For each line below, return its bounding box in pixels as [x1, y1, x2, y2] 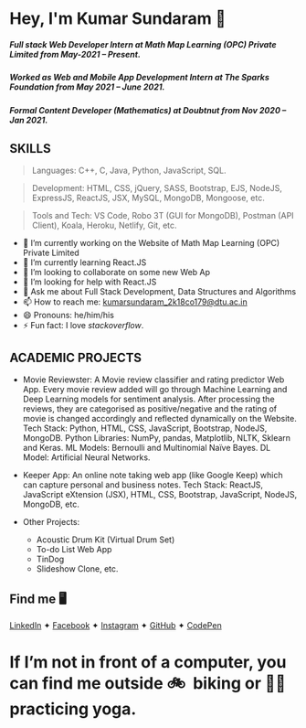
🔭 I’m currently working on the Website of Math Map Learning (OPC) [22, 238, 280, 249]
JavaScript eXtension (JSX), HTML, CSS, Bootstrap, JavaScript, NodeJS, [22, 489, 298, 500]
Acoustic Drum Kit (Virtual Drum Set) [36, 534, 175, 545]
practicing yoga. [9, 699, 137, 720]
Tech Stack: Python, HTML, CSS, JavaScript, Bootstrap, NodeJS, [22, 423, 268, 434]
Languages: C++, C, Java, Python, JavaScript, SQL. [31, 165, 227, 177]
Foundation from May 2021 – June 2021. [9, 81, 165, 92]
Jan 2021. [9, 114, 48, 125]
